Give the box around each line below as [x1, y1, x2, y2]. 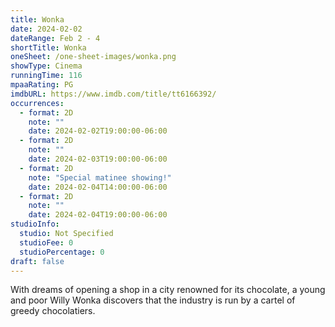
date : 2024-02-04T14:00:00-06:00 [28, 182, 168, 192]
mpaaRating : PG [10, 80, 74, 90]
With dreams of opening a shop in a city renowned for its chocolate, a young [10, 284, 326, 296]
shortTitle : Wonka [10, 42, 87, 53]
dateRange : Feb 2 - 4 [10, 33, 101, 43]
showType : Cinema [10, 61, 83, 71]
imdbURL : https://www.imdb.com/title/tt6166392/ [10, 89, 217, 99]
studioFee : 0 [19, 237, 74, 248]
